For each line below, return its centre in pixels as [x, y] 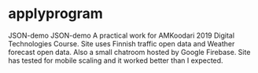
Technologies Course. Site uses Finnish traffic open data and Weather [122, 43]
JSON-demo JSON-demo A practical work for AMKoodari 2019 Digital [121, 35]
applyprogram [56, 14]
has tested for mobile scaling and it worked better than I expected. [116, 60]
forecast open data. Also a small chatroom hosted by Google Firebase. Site [129, 52]
